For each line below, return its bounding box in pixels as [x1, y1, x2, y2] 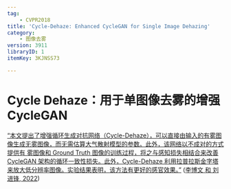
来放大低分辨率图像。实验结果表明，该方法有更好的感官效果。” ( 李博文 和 [7, 166, 212, 174]
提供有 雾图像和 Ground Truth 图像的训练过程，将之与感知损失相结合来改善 [7, 148, 219, 157]
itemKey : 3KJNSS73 [7, 55, 60, 62]
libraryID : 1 [7, 49, 45, 56]
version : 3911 [7, 42, 48, 49]
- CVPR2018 [19, 16, 51, 23]
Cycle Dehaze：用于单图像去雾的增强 [7, 92, 221, 108]
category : [7, 29, 36, 36]
